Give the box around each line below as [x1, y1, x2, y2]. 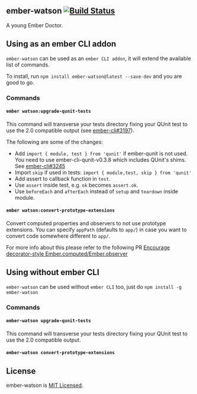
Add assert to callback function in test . [14, 175, 111, 182]
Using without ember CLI [6, 267, 99, 278]
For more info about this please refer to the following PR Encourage [6, 244, 170, 251]
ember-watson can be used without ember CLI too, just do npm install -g [6, 283, 182, 290]
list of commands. [6, 61, 50, 68]
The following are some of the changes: [6, 138, 104, 146]
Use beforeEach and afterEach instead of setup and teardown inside [14, 188, 179, 195]
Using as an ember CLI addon [6, 39, 117, 49]
